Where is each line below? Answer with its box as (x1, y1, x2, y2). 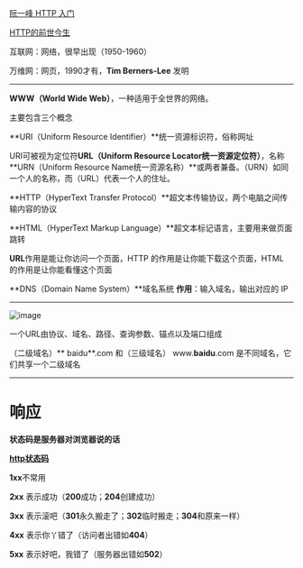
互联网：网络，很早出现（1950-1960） (9, 46, 151, 57)
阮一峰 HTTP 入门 (9, 8, 75, 18)
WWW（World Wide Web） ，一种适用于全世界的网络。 (9, 93, 214, 104)
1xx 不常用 (9, 472, 47, 482)
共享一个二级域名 (16, 359, 81, 370)
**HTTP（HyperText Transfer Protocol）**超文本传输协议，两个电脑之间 (9, 192, 280, 203)
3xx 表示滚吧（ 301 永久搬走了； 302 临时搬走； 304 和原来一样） (9, 510, 245, 521)
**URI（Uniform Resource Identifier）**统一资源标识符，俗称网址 (9, 132, 254, 142)
